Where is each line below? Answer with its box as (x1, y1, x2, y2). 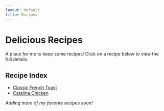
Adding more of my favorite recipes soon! (5, 100, 93, 106)
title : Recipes (5, 12, 38, 17)
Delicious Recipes (5, 34, 83, 46)
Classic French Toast (12, 85, 57, 91)
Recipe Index (5, 71, 48, 79)
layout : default (5, 7, 40, 13)
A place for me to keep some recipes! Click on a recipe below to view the (5, 51, 159, 57)
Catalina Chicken (12, 90, 49, 96)
